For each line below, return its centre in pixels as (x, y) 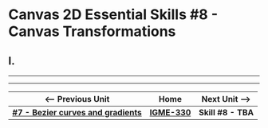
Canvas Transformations (92, 31)
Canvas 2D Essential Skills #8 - (113, 15)
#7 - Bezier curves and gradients (77, 112)
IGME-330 (170, 112)
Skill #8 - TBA (226, 112)
